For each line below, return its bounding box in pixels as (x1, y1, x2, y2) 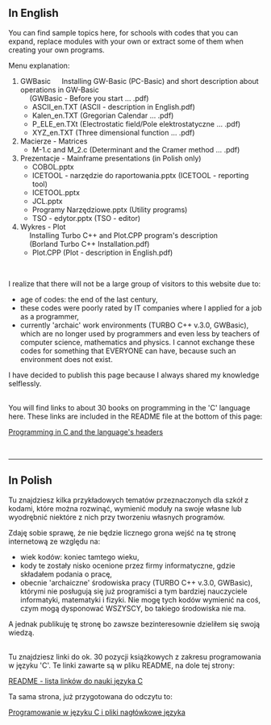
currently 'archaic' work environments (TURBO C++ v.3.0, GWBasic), (19, 320, 249, 330)
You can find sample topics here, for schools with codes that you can (8, 27, 239, 37)
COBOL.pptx (31, 161, 74, 172)
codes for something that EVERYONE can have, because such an (19, 346, 236, 356)
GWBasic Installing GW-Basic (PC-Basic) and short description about (19, 76, 260, 85)
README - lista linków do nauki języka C (8, 676, 144, 685)
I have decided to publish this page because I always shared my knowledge (8, 370, 260, 380)
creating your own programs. (8, 44, 105, 55)
